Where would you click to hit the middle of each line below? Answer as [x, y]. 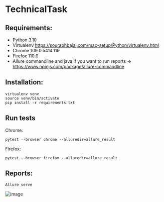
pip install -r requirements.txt [40, 103]
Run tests [20, 118]
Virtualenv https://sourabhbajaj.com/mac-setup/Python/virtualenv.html [86, 45]
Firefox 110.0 [25, 56]
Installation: [24, 82]
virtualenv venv [22, 94]
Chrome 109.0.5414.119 [36, 51]
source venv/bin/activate [32, 98]
